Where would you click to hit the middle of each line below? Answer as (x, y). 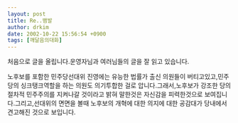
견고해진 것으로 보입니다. (42, 112)
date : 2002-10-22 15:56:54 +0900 (57, 34)
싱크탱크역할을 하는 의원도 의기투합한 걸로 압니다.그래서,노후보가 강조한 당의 (126, 85)
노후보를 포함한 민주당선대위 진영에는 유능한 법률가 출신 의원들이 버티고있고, (113, 77)
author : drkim (28, 27)
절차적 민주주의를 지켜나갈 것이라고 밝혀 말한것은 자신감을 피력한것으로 (105, 95)
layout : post (27, 14)
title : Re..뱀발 (30, 21)
